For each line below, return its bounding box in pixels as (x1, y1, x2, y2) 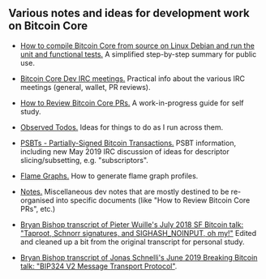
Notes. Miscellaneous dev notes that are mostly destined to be (19, 187, 230, 196)
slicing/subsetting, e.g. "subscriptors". (19, 155, 148, 165)
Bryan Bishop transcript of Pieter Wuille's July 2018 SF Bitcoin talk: (19, 219, 244, 230)
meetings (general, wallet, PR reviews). (19, 82, 151, 92)
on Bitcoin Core (8, 19, 88, 33)
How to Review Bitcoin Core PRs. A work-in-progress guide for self (19, 97, 245, 108)
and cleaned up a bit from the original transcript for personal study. (19, 237, 245, 247)
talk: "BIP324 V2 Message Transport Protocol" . (19, 261, 178, 271)
